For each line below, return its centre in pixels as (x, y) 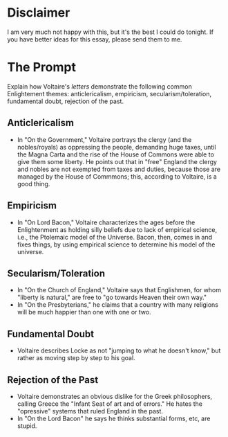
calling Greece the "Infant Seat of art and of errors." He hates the (110, 404)
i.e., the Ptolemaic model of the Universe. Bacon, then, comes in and (115, 237)
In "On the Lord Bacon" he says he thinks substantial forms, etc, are (114, 418)
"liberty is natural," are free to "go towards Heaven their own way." (112, 297)
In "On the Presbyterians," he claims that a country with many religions (118, 305)
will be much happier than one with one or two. (84, 312)
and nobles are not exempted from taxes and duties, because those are (119, 169)
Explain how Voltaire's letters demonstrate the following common (99, 86)
